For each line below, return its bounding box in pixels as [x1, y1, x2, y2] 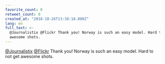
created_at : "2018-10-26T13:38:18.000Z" [5, 16, 89, 21]
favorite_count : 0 [5, 7, 43, 12]
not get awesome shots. [5, 53, 54, 59]
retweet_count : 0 [5, 12, 41, 17]
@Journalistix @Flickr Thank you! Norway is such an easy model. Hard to [5, 48, 154, 54]
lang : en [5, 21, 23, 26]
